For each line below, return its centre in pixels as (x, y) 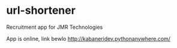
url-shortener (41, 10)
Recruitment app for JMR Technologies (55, 27)
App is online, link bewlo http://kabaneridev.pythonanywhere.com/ (88, 38)
